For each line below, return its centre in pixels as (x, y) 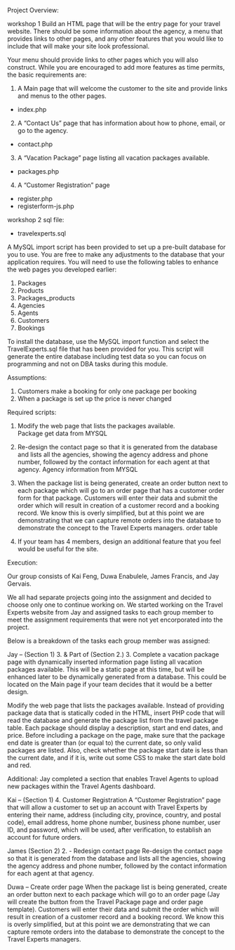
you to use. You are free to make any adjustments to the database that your (116, 255)
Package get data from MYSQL (62, 433)
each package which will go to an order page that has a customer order (121, 490)
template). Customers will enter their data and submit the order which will (113, 909)
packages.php (38, 171)
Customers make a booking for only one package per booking (107, 391)
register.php (35, 199)
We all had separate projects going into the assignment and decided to (109, 597)
